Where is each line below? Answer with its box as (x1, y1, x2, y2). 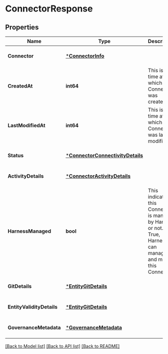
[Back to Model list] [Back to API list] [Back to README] (5, 343, 120, 349)
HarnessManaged (7, 228, 51, 234)
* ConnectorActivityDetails (65, 173, 131, 179)
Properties (5, 23, 39, 32)
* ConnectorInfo (65, 53, 104, 59)
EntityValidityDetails (7, 303, 57, 310)
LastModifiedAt (7, 122, 46, 129)
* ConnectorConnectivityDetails (65, 152, 143, 159)
